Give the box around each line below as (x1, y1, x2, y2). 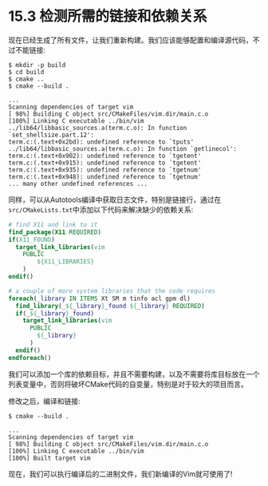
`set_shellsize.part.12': (8, 131, 94, 139)
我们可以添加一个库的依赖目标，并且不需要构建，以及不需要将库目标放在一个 (8, 369, 260, 379)
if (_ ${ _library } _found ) (15, 309, 94, 318)
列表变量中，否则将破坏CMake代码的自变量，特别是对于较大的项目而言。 (8, 379, 249, 389)
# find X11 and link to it (8, 220, 98, 228)
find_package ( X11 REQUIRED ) (8, 228, 102, 236)
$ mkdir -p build (8, 61, 66, 69)
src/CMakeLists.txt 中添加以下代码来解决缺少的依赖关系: (8, 204, 194, 214)
